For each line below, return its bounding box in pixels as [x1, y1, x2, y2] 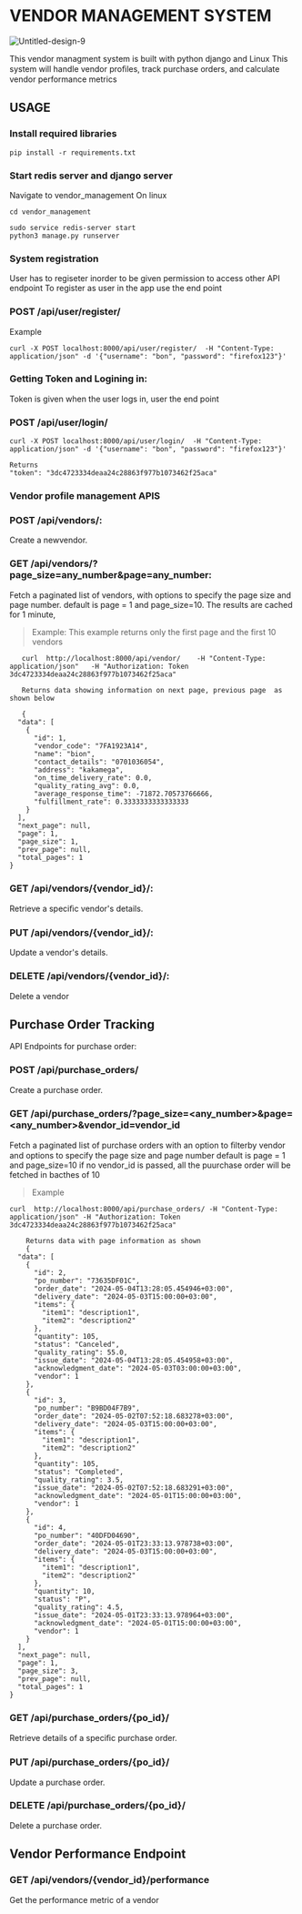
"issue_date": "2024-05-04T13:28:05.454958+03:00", [33, 1355, 234, 1365]
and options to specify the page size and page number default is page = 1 [9, 1149, 286, 1160]
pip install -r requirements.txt [9, 147, 136, 157]
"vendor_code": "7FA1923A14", [33, 741, 148, 751]
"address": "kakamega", [33, 765, 125, 775]
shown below [9, 694, 55, 703]
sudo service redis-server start [9, 223, 136, 232]
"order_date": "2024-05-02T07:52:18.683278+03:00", [33, 1412, 234, 1421]
